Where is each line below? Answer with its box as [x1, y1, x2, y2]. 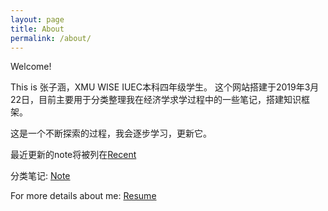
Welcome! [10, 61, 52, 73]
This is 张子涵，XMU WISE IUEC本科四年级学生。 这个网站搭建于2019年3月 [10, 81, 320, 93]
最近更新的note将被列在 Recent [10, 149, 137, 161]
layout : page [10, 14, 65, 25]
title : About [10, 24, 65, 34]
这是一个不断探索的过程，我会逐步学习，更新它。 [10, 127, 212, 140]
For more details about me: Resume [10, 190, 157, 202]
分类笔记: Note [10, 170, 71, 182]
